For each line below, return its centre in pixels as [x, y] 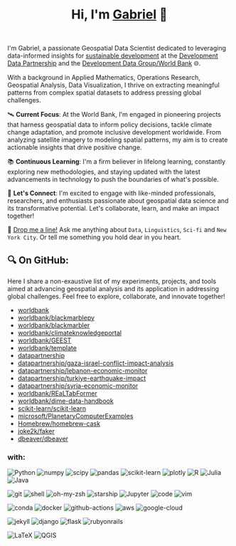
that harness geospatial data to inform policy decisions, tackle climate [109, 125]
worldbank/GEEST [44, 340]
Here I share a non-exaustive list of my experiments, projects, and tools [112, 281]
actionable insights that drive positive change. [75, 147]
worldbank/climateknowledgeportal [70, 332]
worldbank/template [47, 347]
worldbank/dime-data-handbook [65, 401]
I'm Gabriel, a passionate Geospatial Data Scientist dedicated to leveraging [117, 48]
